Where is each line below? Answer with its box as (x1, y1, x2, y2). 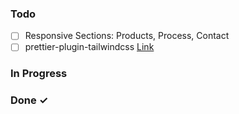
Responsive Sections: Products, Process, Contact (24, 30, 230, 42)
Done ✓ (10, 93, 49, 107)
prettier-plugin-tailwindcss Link (24, 41, 155, 53)
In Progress (10, 67, 68, 81)
